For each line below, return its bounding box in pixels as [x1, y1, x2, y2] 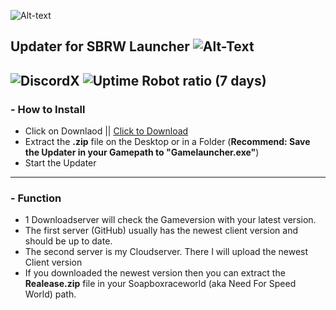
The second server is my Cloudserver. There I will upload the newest [24, 246, 309, 258]
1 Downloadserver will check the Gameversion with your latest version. [24, 214, 317, 226]
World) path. [24, 288, 77, 300]
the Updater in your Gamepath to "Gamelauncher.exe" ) [24, 146, 260, 159]
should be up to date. [24, 235, 113, 247]
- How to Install [10, 102, 86, 116]
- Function [10, 191, 62, 205]
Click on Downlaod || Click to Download [24, 125, 189, 137]
